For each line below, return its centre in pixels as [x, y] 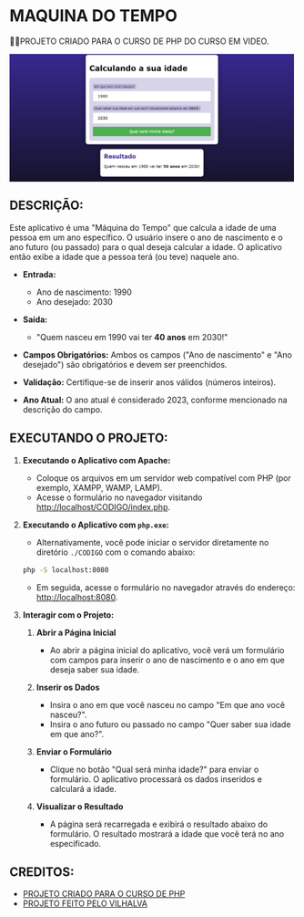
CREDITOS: [42, 872]
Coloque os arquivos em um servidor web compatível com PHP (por [163, 478]
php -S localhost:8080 [66, 570]
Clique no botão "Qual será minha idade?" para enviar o [154, 769]
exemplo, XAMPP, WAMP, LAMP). [99, 487]
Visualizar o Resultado [80, 806]
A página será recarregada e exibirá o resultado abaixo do [159, 824]
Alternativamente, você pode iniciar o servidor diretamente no [152, 542]
